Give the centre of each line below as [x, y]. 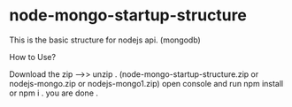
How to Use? [32, 57]
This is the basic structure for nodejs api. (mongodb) [105, 40]
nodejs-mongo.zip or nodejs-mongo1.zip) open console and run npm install [146, 83]
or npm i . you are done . [54, 93]
